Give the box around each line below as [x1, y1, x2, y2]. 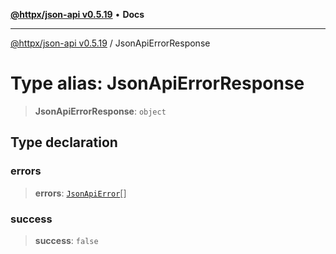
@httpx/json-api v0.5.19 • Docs [10, 9, 145, 20]
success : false [34, 234, 99, 246]
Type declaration [10, 134, 118, 151]
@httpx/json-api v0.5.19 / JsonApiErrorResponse [10, 37, 211, 49]
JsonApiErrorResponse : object [34, 105, 167, 117]
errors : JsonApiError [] [34, 187, 127, 199]
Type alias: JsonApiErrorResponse [10, 72, 305, 95]
